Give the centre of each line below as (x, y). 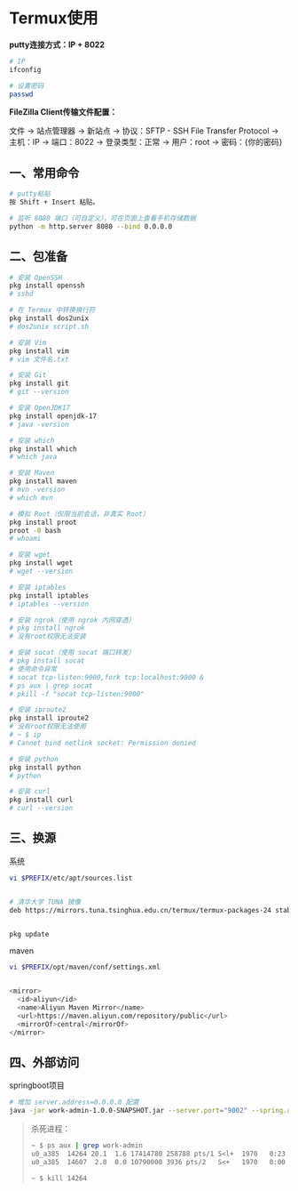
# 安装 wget (30, 555)
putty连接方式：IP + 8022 (57, 44)
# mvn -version (37, 490)
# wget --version (41, 571)
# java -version (39, 424)
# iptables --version (49, 604)
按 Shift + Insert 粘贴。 (55, 202)
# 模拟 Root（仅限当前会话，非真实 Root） (79, 514)
